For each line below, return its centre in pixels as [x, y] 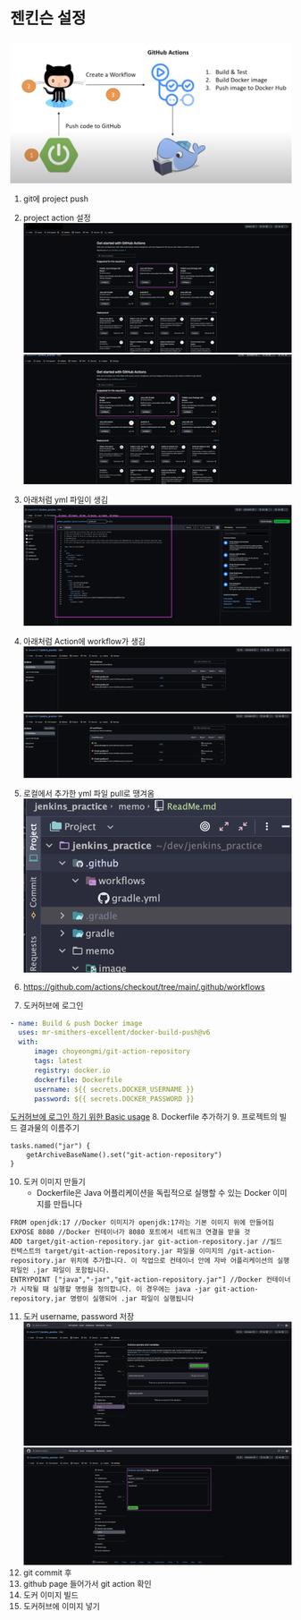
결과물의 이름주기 [49, 1128]
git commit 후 [47, 1573]
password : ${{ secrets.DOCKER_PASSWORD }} [114, 1099]
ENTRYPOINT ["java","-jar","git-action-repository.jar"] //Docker [136, 1280]
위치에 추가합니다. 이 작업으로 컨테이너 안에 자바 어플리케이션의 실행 [180, 1261]
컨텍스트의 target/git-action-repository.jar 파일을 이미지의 [117, 1251]
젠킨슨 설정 [48, 18]
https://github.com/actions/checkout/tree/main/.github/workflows [144, 986]
